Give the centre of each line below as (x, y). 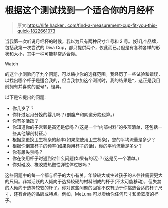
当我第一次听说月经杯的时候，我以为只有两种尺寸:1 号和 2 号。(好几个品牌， (83, 41)
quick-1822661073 (36, 31)
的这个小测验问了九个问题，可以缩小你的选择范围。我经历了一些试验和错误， (84, 74)
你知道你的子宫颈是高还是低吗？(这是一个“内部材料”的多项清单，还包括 (85, 127)
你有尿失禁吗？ (28, 152)
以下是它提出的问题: (26, 97)
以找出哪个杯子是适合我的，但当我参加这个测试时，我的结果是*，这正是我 (81, 80)
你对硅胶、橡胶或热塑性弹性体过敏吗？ (52, 164)
